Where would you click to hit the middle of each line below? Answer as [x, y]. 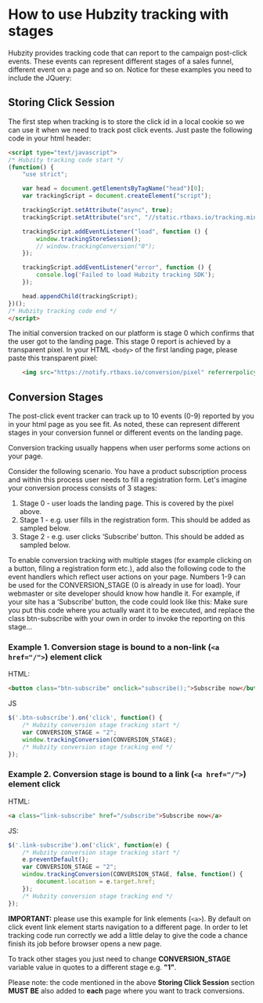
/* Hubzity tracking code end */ [63, 311]
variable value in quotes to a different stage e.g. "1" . [92, 967]
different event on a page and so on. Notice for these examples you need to [130, 69]
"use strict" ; [45, 174]
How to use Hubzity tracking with [119, 15]
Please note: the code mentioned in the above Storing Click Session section [131, 982]
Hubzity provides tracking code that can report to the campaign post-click [128, 53]
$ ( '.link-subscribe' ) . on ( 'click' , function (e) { [89, 845]
